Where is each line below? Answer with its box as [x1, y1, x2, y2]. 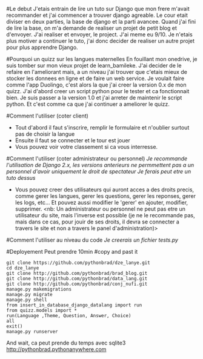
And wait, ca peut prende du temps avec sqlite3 [6, 339, 126, 346]
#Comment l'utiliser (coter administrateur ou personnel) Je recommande [6, 155, 188, 162]
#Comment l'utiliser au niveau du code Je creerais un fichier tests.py [6, 236, 179, 243]
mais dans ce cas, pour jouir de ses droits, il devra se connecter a [15, 218, 180, 225]
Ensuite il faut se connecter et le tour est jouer [15, 137, 130, 144]
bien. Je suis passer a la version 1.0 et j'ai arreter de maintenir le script [6, 94, 182, 101]
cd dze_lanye [6, 265, 39, 271]
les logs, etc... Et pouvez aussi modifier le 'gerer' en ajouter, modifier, [15, 199, 188, 206]
